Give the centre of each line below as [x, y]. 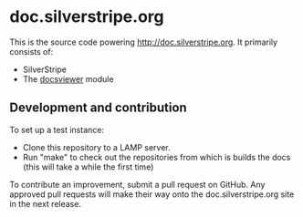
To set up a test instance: [57, 129]
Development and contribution [98, 108]
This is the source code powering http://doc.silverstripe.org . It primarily [144, 42]
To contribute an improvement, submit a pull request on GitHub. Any [137, 184]
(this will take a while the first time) [88, 167]
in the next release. [46, 203]
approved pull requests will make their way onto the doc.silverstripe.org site [152, 194]
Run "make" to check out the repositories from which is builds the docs [157, 157]
